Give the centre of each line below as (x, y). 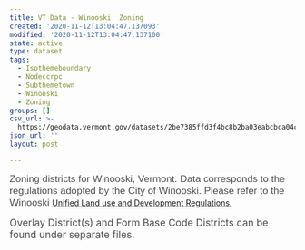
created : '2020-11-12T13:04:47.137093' (85, 26)
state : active (36, 43)
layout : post (34, 144)
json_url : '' (34, 136)
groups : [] (30, 111)
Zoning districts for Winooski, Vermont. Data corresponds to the (148, 178)
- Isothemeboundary (54, 69)
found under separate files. (72, 234)
